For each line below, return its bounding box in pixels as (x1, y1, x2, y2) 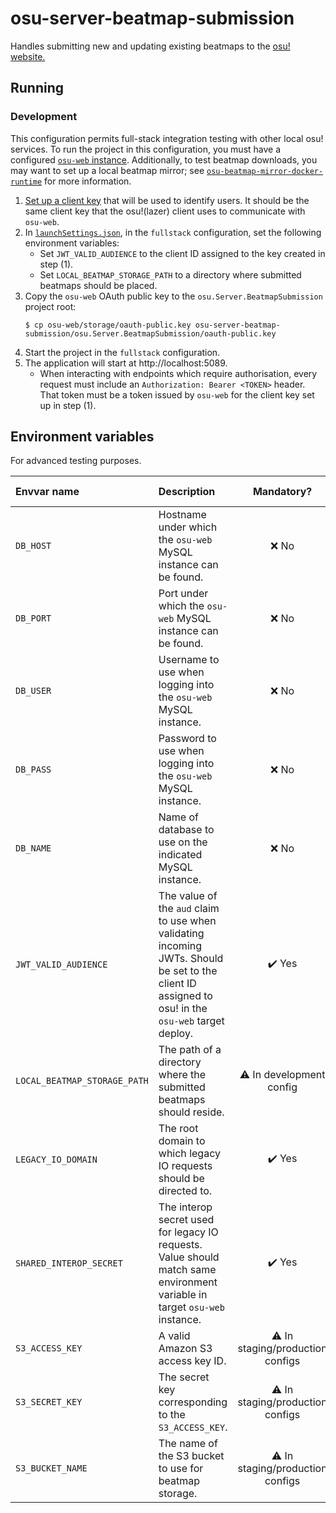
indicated (158, 848, 203, 862)
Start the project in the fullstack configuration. (24, 346, 221, 358)
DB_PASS (15, 764, 52, 776)
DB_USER (15, 685, 52, 697)
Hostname (158, 508, 207, 522)
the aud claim (158, 902, 220, 916)
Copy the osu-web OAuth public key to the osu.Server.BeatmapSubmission (24, 290, 323, 302)
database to (158, 823, 215, 837)
